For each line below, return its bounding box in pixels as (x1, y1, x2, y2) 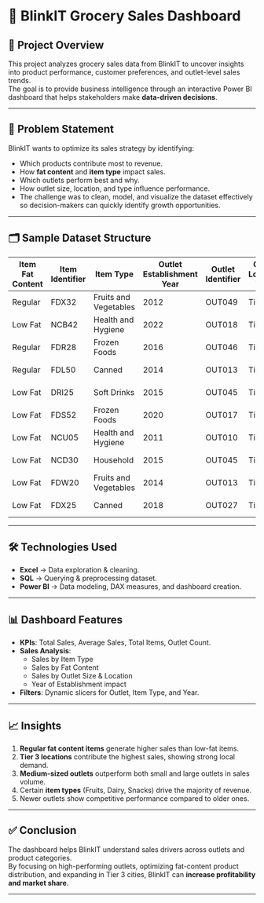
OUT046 (205, 342, 238, 353)
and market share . (8, 878, 69, 887)
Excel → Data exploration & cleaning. (19, 565, 140, 575)
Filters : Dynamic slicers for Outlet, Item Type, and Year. (19, 688, 200, 697)
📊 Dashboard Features (8, 612, 123, 627)
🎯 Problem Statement (8, 122, 115, 136)
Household (93, 455, 134, 466)
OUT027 (205, 499, 238, 510)
